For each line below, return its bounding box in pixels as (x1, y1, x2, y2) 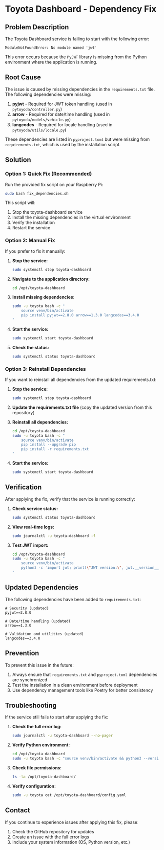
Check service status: (12, 505, 58, 512)
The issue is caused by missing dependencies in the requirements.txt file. (5, 86, 155, 92)
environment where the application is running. (5, 59, 98, 65)
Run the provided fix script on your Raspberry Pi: (5, 181, 103, 187)
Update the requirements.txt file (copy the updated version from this (12, 404, 152, 410)
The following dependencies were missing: (5, 91, 91, 97)
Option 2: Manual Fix (5, 237, 55, 244)
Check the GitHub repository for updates (12, 828, 94, 834)
